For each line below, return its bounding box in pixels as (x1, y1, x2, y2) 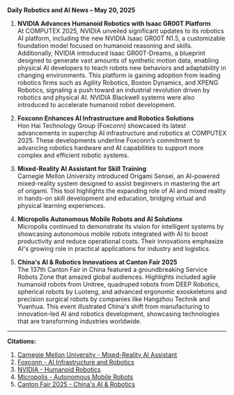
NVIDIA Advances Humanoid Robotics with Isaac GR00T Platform (17, 19, 211, 27)
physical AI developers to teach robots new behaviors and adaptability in (17, 64, 226, 72)
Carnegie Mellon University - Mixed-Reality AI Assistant (17, 350, 178, 359)
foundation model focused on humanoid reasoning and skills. (17, 42, 193, 49)
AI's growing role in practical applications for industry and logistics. (17, 245, 211, 252)
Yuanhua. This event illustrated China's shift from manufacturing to (17, 303, 210, 310)
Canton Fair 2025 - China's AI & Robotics (17, 380, 136, 388)
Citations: (7, 337, 37, 345)
